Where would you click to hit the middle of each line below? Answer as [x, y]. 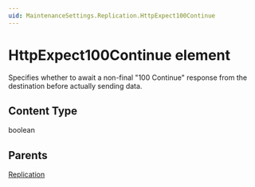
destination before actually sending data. [75, 86]
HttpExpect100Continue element [120, 55]
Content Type [43, 111]
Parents [28, 155]
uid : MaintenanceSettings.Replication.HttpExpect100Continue [112, 16]
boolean [22, 130]
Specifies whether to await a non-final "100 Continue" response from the [128, 78]
